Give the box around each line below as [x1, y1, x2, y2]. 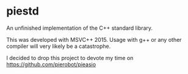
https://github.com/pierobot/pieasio [6, 61, 96, 68]
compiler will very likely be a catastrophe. [6, 42, 111, 50]
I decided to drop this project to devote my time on [6, 54, 134, 61]
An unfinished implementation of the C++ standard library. [6, 24, 153, 32]
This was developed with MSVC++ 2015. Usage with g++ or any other [6, 36, 182, 43]
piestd [6, 4, 40, 18]
